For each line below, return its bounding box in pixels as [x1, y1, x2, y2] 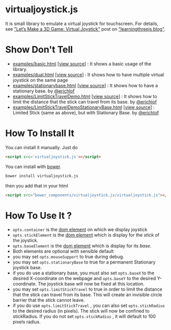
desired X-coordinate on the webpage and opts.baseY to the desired [12, 275, 156, 281]
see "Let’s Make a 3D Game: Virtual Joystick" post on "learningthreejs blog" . [5, 26, 165, 32]
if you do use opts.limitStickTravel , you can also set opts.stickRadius [12, 302, 165, 309]
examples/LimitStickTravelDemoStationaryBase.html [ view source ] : [12, 104, 155, 110]
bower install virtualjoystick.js [5, 173, 79, 178]
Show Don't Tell [5, 44, 73, 56]
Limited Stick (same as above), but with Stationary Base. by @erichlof [12, 109, 159, 115]
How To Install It [5, 128, 75, 139]
